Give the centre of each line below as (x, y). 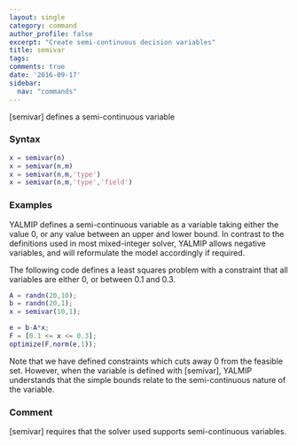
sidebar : (25, 83)
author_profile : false (51, 34)
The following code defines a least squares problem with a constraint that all (148, 270)
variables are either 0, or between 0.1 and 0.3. (92, 279)
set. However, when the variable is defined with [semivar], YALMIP (131, 370)
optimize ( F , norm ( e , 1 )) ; (53, 344)
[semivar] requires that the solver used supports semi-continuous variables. (148, 432)
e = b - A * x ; (29, 328)
